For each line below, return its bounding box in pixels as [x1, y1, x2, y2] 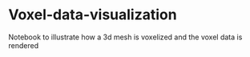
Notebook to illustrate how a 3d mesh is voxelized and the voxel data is [8, 32, 243, 42]
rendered [8, 40, 38, 50]
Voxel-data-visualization [8, 6, 178, 24]
